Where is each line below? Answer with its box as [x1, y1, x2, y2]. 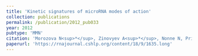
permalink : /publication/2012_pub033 [6, 19, 99, 25]
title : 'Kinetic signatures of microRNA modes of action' [6, 8, 151, 15]
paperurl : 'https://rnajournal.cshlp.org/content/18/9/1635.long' [6, 41, 173, 47]
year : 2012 [6, 24, 33, 31]
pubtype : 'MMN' [6, 30, 44, 36]
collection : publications [6, 14, 70, 20]
